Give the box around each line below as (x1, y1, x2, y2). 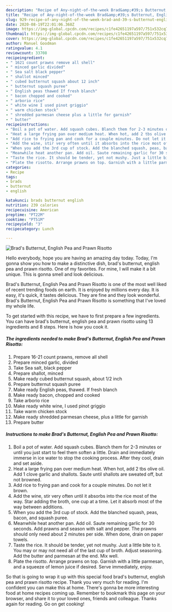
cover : (6, 36, 20, 42)
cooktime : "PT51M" (6, 217, 45, 222)
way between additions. (13, 503, 64, 510)
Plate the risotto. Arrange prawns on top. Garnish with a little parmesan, (13, 558, 164, 564)
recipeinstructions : (6, 121, 50, 127)
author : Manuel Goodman (6, 41, 57, 46)
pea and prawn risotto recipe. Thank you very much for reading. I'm (6, 579, 149, 585)
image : (6, 27, 20, 32)
